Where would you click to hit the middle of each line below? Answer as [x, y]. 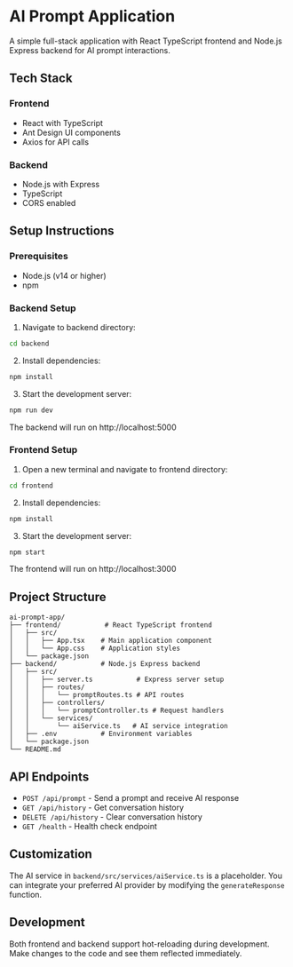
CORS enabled [49, 202]
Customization [51, 854]
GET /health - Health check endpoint [90, 827]
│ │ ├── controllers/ [57, 703]
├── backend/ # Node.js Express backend [105, 664]
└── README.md [36, 749]
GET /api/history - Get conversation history [103, 808]
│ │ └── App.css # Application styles [95, 649]
